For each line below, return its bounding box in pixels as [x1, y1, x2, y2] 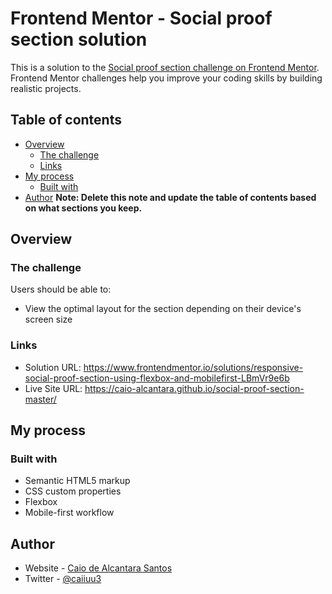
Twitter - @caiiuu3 [24, 573, 102, 585]
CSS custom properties [24, 485, 122, 497]
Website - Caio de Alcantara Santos [24, 562, 173, 574]
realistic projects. [10, 82, 82, 94]
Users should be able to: [10, 283, 112, 296]
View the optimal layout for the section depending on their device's [24, 303, 302, 315]
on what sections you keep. [24, 202, 143, 214]
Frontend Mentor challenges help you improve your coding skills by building [10, 72, 323, 84]
